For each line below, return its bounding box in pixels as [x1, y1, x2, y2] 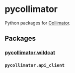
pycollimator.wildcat [4, 49, 56, 56]
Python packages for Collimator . [4, 20, 71, 26]
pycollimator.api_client [4, 63, 65, 68]
